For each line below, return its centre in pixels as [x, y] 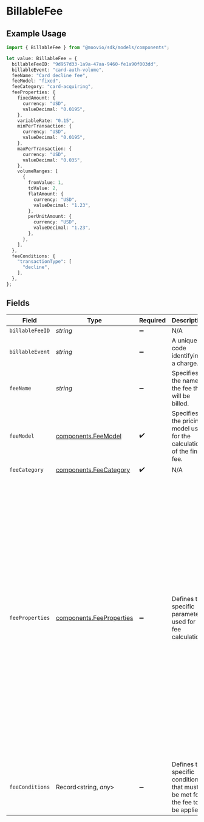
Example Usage [36, 34]
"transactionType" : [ [44, 262]
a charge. [185, 363]
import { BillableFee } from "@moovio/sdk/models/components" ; [88, 47]
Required [152, 320]
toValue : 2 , [43, 188]
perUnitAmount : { [50, 217]
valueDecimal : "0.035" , [53, 160]
